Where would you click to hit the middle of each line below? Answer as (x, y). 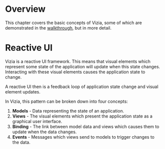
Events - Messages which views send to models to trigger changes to (83, 137)
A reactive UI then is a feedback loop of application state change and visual (82, 87)
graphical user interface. (37, 121)
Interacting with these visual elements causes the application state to (75, 72)
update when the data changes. (45, 132)
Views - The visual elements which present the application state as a (82, 116)
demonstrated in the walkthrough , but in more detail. (58, 28)
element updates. (23, 91)
